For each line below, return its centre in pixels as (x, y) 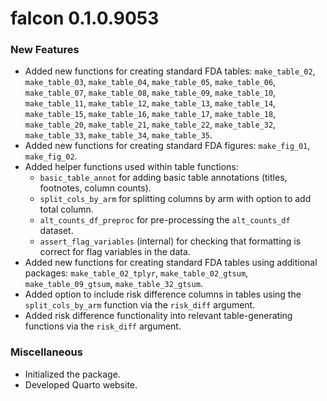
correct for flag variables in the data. (115, 252)
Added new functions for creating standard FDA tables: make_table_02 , (170, 71)
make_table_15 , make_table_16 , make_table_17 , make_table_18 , (150, 114)
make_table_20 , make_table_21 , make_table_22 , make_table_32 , (150, 124)
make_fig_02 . (51, 156)
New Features (45, 50)
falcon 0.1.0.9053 (85, 18)
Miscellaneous (46, 352)
